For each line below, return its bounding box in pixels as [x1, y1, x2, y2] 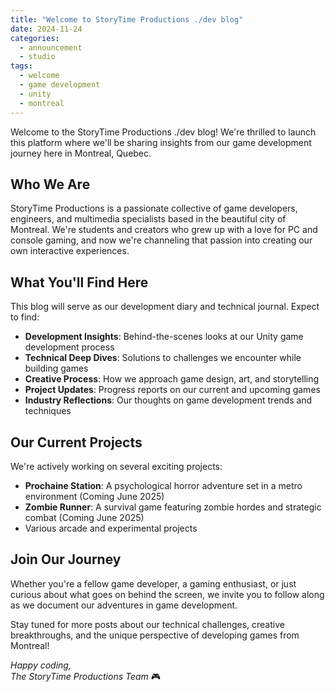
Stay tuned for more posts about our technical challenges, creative [10, 618, 285, 630]
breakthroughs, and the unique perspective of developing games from [10, 629, 300, 641]
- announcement [19, 42, 83, 53]
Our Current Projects [10, 434, 143, 451]
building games [24, 362, 89, 375]
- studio [19, 52, 56, 62]
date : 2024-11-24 [10, 24, 83, 34]
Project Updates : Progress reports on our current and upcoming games [24, 384, 321, 396]
